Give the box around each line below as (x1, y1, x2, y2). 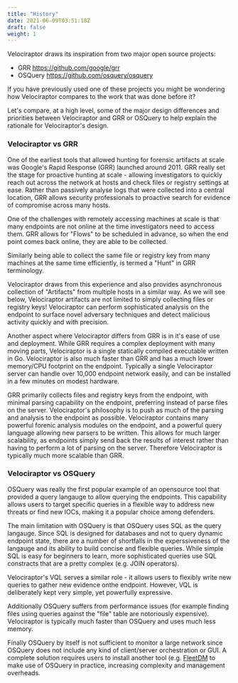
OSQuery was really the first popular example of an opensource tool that (7, 485, 220, 493)
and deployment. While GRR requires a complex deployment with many (7, 339, 215, 347)
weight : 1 (7, 30, 37, 38)
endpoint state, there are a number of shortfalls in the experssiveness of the (7, 536, 230, 545)
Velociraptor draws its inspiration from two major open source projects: (7, 50, 216, 58)
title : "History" (7, 10, 59, 18)
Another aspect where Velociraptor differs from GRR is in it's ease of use (7, 332, 220, 340)
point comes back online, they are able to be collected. (7, 237, 168, 245)
